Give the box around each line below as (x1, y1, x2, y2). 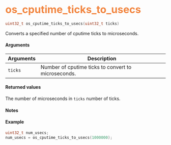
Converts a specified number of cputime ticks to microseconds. (5, 30, 139, 36)
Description (87, 55, 117, 62)
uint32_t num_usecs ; (5, 130, 49, 135)
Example (5, 119, 24, 125)
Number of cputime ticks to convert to (40, 63, 132, 70)
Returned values (5, 84, 41, 90)
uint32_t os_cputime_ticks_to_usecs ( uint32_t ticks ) (5, 21, 120, 26)
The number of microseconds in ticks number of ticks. (5, 95, 121, 102)
